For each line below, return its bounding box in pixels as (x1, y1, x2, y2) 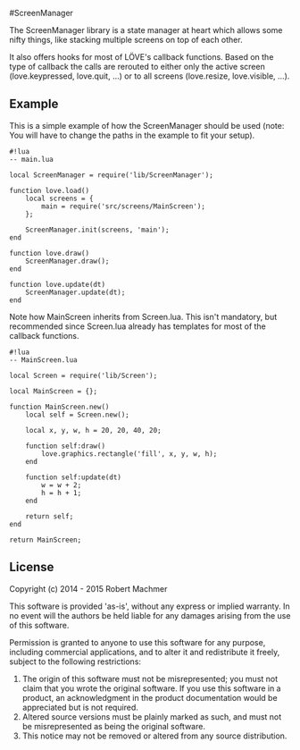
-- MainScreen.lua (9, 355, 78, 365)
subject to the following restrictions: (9, 656, 141, 667)
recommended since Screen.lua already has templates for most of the (9, 321, 266, 332)
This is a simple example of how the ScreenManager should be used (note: (9, 120, 285, 131)
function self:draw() (25, 442, 105, 451)
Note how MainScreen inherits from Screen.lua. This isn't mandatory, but (9, 311, 278, 322)
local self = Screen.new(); (25, 410, 129, 419)
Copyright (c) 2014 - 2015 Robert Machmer (9, 583, 168, 594)
